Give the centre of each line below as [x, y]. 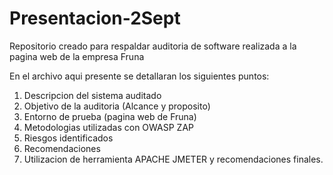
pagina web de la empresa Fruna [77, 56]
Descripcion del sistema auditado [92, 95]
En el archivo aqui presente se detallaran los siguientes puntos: [139, 76]
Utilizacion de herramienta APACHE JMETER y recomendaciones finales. [173, 159]
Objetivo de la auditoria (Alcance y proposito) [117, 106]
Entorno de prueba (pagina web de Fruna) [110, 116]
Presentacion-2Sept [95, 18]
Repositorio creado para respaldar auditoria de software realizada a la [153, 46]
